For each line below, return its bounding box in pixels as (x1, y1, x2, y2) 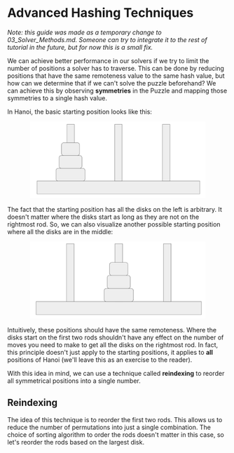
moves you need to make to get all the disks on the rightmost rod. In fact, (7, 340, 219, 349)
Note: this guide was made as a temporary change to (7, 28, 163, 36)
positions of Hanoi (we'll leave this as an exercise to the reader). (7, 356, 193, 364)
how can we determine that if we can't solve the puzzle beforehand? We (7, 79, 216, 87)
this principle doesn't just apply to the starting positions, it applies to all (7, 348, 214, 356)
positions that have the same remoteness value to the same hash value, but (7, 72, 226, 80)
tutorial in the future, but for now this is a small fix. (7, 43, 153, 51)
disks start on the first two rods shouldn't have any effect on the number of (7, 333, 224, 342)
